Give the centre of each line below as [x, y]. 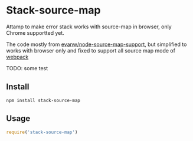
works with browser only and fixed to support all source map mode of [91, 50]
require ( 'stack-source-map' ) [42, 132]
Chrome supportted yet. [35, 32]
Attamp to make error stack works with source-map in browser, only [89, 27]
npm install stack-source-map [43, 100]
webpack [17, 57]
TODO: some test [27, 68]
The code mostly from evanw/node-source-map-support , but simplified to [97, 44]
